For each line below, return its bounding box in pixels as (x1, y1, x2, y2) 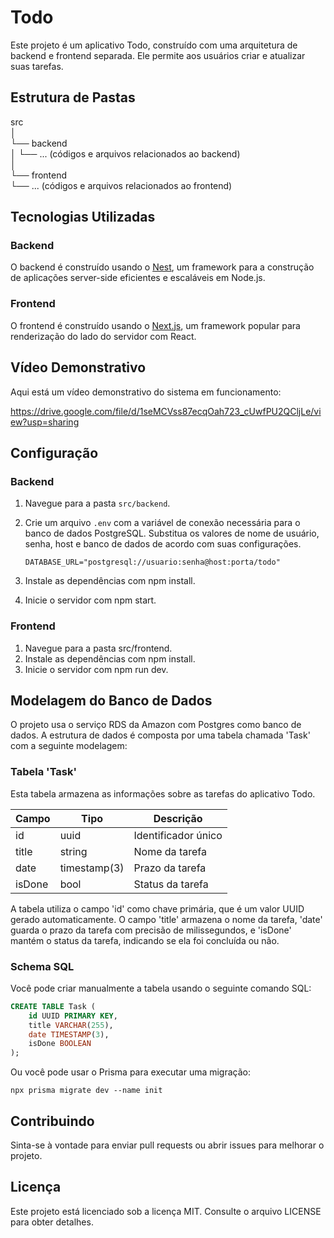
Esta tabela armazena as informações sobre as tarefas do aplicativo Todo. (10, 787, 316, 800)
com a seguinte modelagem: (10, 740, 128, 752)
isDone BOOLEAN (28, 1039, 92, 1049)
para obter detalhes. (10, 1216, 94, 1228)
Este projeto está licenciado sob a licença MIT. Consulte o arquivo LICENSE (10, 1205, 322, 1217)
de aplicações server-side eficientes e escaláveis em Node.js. (10, 272, 266, 284)
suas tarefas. (10, 60, 64, 72)
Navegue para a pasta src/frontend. (24, 642, 173, 654)
